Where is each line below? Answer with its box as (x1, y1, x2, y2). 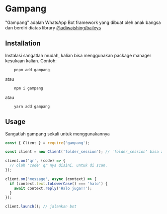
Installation (5, 39, 41, 48)
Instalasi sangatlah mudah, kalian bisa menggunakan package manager (5, 52, 152, 58)
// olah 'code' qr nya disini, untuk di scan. (9, 163, 108, 168)
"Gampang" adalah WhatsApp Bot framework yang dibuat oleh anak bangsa (5, 19, 161, 25)
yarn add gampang (14, 104, 50, 109)
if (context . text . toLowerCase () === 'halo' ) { (9, 181, 108, 186)
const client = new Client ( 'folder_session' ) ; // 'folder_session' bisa (5, 149, 159, 154)
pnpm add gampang (14, 67, 50, 72)
